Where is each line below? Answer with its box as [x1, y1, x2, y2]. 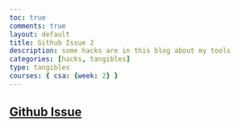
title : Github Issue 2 [9, 38, 94, 47]
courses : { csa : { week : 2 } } [9, 72, 119, 81]
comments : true [9, 21, 67, 30]
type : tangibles [9, 64, 70, 73]
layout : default [9, 30, 70, 38]
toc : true [9, 13, 47, 22]
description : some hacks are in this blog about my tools [9, 47, 231, 55]
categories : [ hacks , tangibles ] [9, 55, 130, 64]
